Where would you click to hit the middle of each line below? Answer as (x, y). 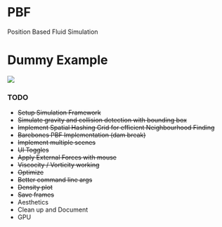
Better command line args (55, 180)
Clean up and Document (53, 210)
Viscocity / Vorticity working (58, 165)
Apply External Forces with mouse (67, 157)
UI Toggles (33, 150)
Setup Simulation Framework (59, 112)
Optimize (31, 172)
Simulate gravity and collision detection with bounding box (102, 120)
